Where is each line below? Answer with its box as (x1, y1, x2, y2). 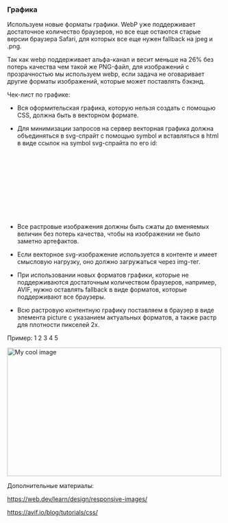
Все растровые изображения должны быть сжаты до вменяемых (16, 223, 210, 231)
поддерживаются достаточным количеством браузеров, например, (16, 278, 217, 287)
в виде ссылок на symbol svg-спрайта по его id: (16, 139, 157, 147)
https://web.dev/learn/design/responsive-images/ (7, 495, 148, 503)
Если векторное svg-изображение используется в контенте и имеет (16, 250, 218, 258)
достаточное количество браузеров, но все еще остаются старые (7, 27, 201, 36)
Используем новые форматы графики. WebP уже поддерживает (7, 21, 196, 29)
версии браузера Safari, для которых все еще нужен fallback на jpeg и (7, 35, 214, 43)
